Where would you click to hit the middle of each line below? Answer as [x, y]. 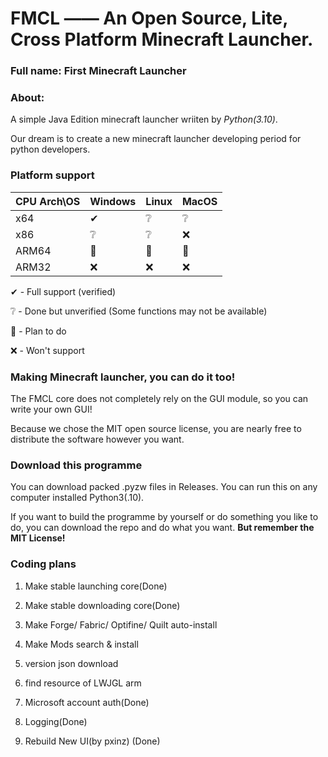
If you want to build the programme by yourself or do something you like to [164, 517]
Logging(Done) [56, 721]
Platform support [52, 175]
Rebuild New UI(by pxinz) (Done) [92, 741]
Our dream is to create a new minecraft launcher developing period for [156, 139]
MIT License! [38, 538]
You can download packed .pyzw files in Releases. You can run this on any [164, 487]
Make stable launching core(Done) [96, 586]
